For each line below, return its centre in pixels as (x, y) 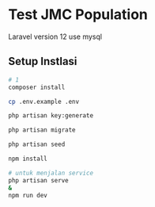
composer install (37, 87)
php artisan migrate (42, 130)
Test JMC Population (78, 15)
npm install (28, 159)
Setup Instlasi (43, 61)
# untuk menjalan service (51, 173)
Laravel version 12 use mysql (55, 36)
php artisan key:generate (51, 116)
